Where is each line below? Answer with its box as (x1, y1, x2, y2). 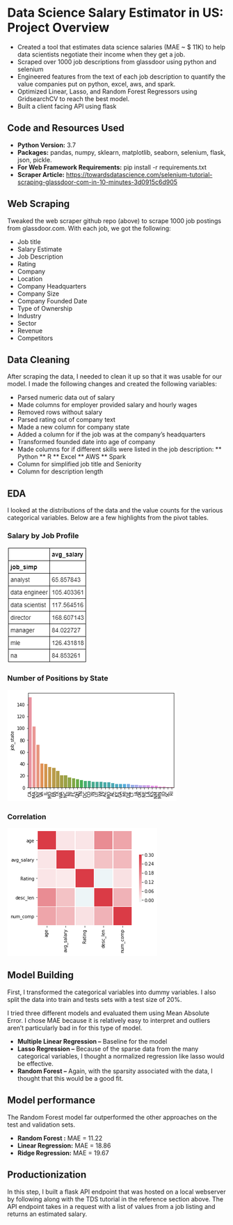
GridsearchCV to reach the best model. (17, 94, 130, 102)
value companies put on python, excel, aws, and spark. (17, 79, 176, 88)
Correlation (7, 812, 47, 821)
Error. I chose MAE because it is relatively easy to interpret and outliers (7, 1016, 211, 1024)
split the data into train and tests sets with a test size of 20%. (7, 995, 182, 1003)
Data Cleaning (7, 353, 70, 365)
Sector (17, 319, 37, 327)
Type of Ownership (17, 304, 73, 312)
